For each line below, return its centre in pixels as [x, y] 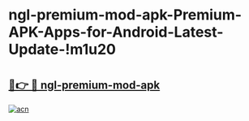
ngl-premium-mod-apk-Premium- [125, 15]
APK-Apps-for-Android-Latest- [116, 32]
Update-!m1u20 [62, 50]
